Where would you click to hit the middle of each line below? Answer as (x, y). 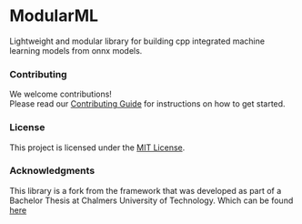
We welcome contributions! (60, 94)
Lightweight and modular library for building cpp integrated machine (137, 41)
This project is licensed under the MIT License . (97, 148)
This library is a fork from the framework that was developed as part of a (146, 190)
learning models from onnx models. (76, 50)
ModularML (54, 16)
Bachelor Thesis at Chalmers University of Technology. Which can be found (151, 200)
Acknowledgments (52, 171)
